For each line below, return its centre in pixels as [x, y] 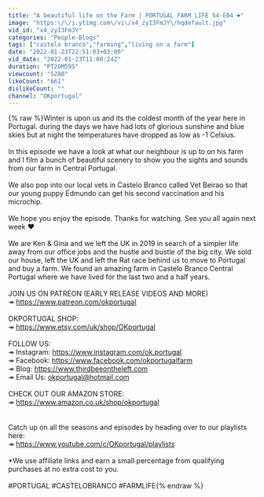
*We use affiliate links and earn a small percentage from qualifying [116, 461]
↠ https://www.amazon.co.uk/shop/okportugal [84, 403]
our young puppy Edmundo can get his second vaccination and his [116, 193]
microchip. [26, 202]
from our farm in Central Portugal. [63, 168]
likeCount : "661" [37, 81]
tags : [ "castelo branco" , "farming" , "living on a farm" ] [101, 45]
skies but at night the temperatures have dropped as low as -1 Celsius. [122, 135]
